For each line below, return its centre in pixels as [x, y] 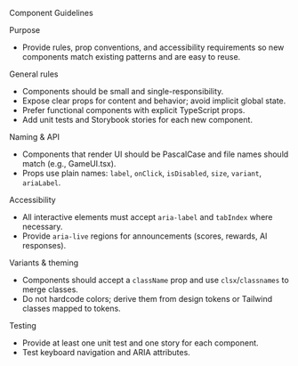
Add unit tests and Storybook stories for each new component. [137, 120]
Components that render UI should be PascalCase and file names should [155, 154]
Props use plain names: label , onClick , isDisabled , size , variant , [142, 173]
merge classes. [50, 289]
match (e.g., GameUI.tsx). [69, 163]
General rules [34, 74]
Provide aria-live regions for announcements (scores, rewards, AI [145, 236]
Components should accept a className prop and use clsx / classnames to [155, 280]
